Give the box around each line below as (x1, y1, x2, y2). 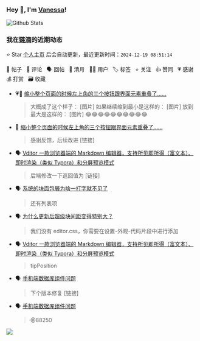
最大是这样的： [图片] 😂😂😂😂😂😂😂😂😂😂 (30, 110, 148, 118)
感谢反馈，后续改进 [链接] (30, 136, 95, 144)
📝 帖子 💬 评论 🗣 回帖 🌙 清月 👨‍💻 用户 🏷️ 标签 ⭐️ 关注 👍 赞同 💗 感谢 (6, 65, 194, 72)
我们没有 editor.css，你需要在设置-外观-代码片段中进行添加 (30, 227, 179, 234)
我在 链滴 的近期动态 (6, 36, 63, 44)
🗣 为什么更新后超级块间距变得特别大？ (15, 213, 114, 220)
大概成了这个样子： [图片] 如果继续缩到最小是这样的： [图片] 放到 (30, 103, 193, 110)
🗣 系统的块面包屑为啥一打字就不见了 (15, 185, 108, 192)
